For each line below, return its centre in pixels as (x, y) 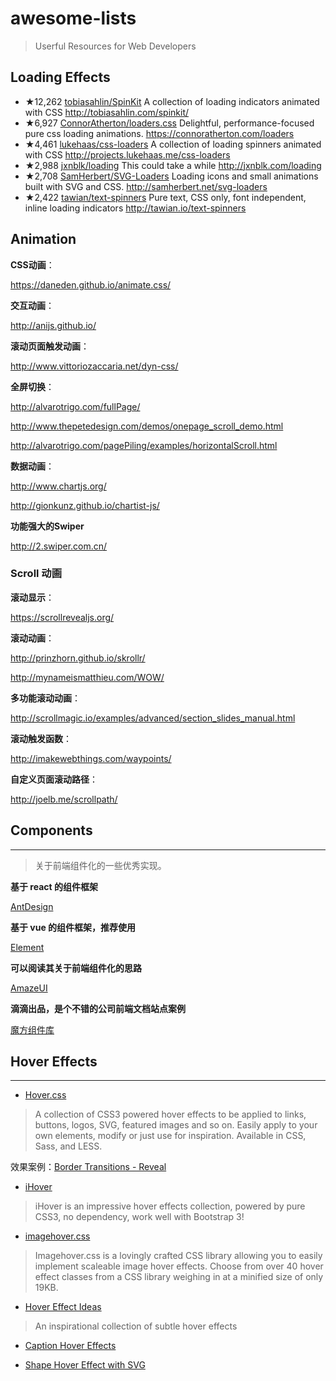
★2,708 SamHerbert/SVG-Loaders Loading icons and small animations (171, 176)
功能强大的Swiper (47, 526)
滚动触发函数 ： (41, 738)
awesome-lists (73, 18)
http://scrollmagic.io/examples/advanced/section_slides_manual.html (153, 718)
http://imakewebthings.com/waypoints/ (91, 758)
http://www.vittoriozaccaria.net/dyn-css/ (94, 366)
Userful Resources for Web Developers (115, 46)
